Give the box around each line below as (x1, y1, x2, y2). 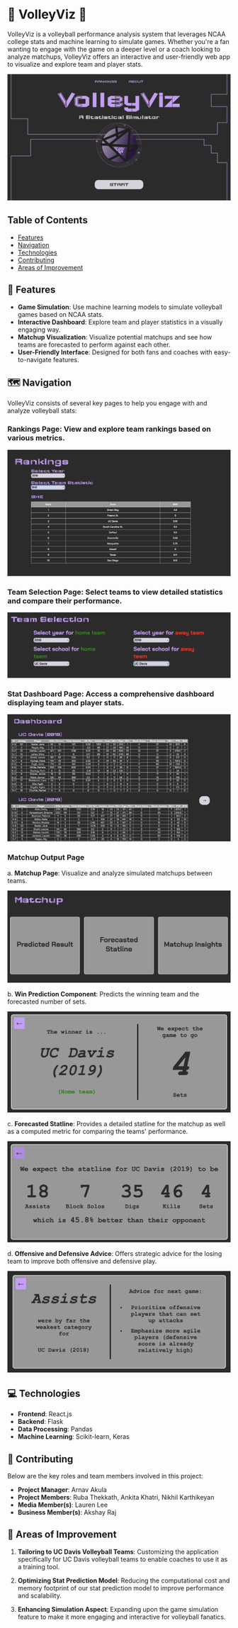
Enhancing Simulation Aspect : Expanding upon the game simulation (17, 1605, 219, 1613)
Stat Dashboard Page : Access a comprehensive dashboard (7, 689, 215, 699)
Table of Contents (7, 214, 89, 226)
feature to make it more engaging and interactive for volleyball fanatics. (17, 1612, 226, 1621)
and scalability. (17, 1591, 62, 1600)
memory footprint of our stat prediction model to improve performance (17, 1583, 225, 1592)
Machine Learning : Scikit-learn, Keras (17, 1432, 130, 1441)
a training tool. (17, 1562, 60, 1571)
